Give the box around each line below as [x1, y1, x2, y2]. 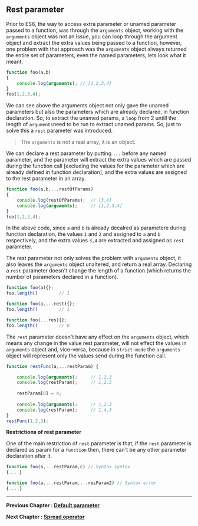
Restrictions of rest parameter [6, 429, 81, 436]
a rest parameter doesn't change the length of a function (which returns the [6, 267, 192, 274]
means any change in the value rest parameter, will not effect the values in [6, 339, 187, 347]
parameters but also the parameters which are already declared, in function [6, 109, 190, 116]
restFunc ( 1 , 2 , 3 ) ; [6, 418, 49, 424]
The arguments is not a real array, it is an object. [20, 139, 136, 146]
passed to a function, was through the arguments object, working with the [6, 27, 184, 34]
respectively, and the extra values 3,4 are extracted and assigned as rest [6, 237, 184, 244]
